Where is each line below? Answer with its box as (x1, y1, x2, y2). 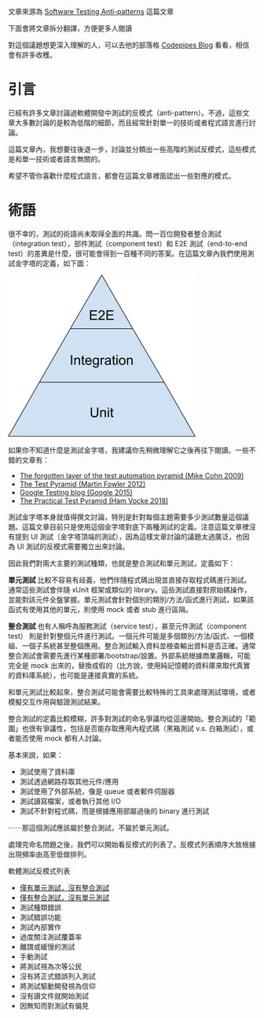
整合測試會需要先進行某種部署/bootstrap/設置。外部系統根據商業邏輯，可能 (8, 651, 251, 660)
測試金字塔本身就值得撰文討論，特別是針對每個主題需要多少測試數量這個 (8, 512, 242, 522)
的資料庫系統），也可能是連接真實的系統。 (8, 670, 143, 680)
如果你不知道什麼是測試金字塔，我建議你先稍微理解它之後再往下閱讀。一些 (8, 445, 249, 455)
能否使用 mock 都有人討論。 (14, 733, 106, 743)
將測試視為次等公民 (19, 961, 82, 971)
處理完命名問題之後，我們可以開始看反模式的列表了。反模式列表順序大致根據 (8, 839, 256, 849)
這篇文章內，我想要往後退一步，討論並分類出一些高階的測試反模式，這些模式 (8, 144, 256, 153)
